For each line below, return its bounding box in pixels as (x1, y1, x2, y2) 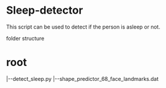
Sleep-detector (6, 4, 83, 17)
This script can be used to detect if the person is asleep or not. (6, 23, 161, 30)
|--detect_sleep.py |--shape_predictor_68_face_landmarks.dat (6, 75, 159, 82)
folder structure (6, 34, 45, 42)
